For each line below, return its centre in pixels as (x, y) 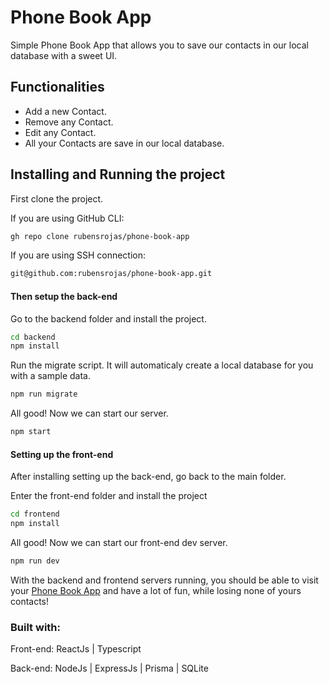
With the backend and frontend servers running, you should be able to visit (164, 580)
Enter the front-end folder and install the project (109, 496)
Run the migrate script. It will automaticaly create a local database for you (162, 365)
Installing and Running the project (118, 174)
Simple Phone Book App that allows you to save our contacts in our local (159, 45)
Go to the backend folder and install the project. (108, 318)
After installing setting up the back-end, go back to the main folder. (148, 477)
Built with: (35, 627)
